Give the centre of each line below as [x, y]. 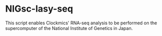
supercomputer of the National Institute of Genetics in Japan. [69, 28]
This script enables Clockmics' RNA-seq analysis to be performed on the [81, 23]
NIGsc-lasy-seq [39, 9]
